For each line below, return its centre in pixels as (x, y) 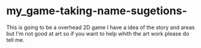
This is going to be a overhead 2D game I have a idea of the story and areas (101, 27)
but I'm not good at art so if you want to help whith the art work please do (98, 33)
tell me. (15, 40)
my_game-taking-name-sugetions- (97, 11)
